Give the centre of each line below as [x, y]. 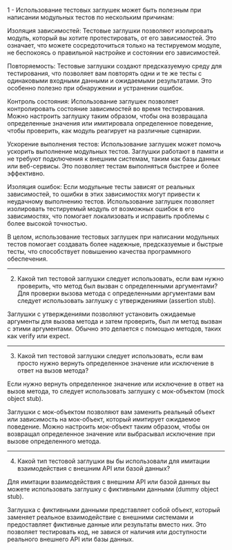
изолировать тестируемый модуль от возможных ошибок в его [101, 209]
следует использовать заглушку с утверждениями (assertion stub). [116, 301]
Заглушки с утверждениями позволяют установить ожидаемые [101, 314]
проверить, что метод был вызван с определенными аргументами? [117, 286]
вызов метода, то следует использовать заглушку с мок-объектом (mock [116, 391]
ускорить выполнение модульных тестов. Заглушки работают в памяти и [116, 151]
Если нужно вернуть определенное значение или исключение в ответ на [116, 384]
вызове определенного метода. [54, 441]
